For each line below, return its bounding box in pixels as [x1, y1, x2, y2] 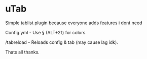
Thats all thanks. [5, 49, 40, 55]
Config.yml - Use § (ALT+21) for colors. [5, 29, 87, 35]
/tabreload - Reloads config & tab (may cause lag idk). [5, 39, 118, 45]
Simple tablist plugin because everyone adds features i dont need [5, 20, 142, 26]
